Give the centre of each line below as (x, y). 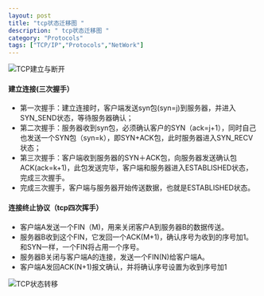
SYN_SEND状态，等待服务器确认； (76, 118)
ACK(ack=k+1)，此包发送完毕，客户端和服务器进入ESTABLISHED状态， (136, 168)
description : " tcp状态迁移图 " (59, 30)
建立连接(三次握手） (41, 89)
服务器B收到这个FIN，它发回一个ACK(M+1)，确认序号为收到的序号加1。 (136, 237)
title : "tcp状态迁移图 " (47, 23)
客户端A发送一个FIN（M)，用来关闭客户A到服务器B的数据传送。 (124, 227)
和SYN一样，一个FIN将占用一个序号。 (82, 247)
